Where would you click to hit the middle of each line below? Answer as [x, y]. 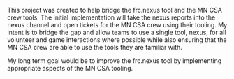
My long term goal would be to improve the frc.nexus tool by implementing [115, 61]
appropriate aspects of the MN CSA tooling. [70, 68]
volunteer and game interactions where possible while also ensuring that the [117, 40]
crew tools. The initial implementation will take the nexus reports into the [111, 17]
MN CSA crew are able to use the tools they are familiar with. [95, 47]
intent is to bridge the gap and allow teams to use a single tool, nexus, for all [117, 32]
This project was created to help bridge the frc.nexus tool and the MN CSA [115, 10]
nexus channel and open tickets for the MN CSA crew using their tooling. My [117, 25]
